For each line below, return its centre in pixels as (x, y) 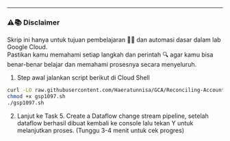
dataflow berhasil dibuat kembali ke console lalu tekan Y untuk (105, 123)
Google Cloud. (27, 47)
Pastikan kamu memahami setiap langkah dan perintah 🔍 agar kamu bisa (110, 54)
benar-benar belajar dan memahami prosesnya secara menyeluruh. (102, 65)
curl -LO (20, 90)
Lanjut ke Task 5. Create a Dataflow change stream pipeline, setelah (113, 116)
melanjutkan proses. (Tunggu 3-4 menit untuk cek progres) (101, 130)
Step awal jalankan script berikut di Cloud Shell (84, 78)
